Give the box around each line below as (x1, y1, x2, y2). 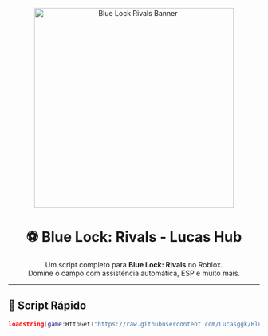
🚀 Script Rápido (8, 299, 87, 313)
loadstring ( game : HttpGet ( (8, 320, 94, 328)
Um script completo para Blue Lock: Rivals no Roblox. (45, 259, 223, 269)
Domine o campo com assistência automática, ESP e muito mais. (27, 268, 241, 278)
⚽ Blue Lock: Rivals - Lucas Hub (26, 228, 242, 247)
